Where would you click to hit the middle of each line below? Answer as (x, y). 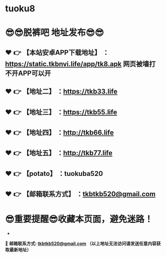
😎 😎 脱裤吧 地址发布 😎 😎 (55, 33)
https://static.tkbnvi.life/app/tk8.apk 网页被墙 (77, 64)
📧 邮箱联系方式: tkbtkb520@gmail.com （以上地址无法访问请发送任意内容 (81, 244)
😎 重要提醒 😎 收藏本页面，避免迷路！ (79, 219)
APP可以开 (34, 73)
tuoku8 (20, 9)
